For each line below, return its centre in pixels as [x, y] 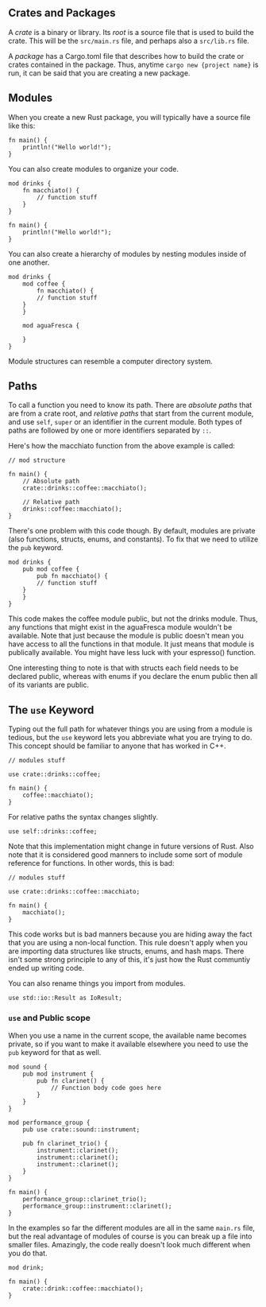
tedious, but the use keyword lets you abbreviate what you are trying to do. [130, 738]
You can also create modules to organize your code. [93, 169]
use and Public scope [50, 1018]
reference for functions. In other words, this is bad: [91, 863]
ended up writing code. [46, 968]
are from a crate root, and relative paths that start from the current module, [131, 413]
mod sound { [28, 1067]
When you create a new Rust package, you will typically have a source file [129, 117]
